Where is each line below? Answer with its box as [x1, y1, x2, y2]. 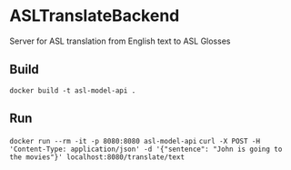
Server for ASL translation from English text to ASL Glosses [9, 35, 231, 46]
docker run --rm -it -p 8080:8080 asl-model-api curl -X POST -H [9, 136, 261, 145]
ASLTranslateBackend [9, 5, 180, 26]
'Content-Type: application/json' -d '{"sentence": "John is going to [9, 145, 283, 154]
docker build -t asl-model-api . [9, 85, 136, 95]
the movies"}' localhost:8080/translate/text [9, 152, 185, 162]
